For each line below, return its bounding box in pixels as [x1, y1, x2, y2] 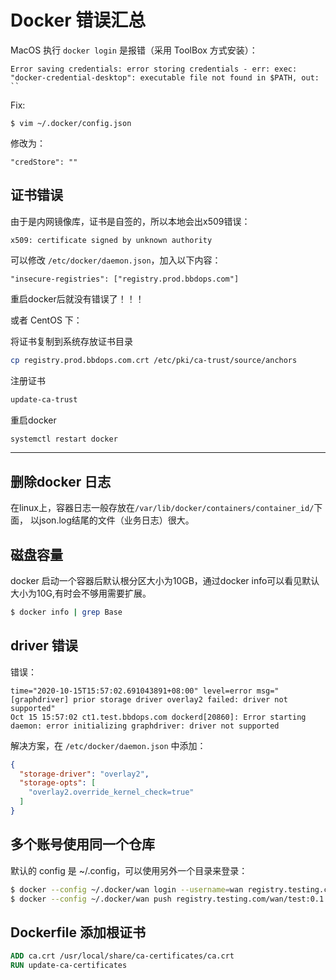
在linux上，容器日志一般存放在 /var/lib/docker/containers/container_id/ [10, 502, 315, 514]
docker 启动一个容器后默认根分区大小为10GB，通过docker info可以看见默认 [10, 575, 320, 586]
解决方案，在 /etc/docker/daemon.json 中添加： [10, 739, 207, 751]
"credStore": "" [10, 157, 78, 167]
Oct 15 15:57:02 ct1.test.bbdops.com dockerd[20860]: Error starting [10, 712, 307, 722]
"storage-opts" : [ [19, 778, 97, 788]
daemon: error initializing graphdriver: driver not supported [10, 721, 280, 731]
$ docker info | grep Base [10, 607, 123, 617]
